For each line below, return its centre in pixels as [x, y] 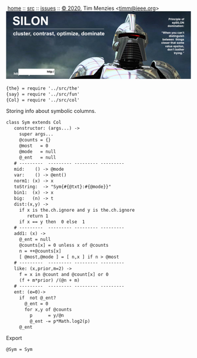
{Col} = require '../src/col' [43, 100]
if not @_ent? [38, 298]
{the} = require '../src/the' [43, 88]
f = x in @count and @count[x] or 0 [64, 274]
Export [14, 338]
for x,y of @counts [48, 309]
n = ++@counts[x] [40, 251]
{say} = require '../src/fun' [43, 94]
